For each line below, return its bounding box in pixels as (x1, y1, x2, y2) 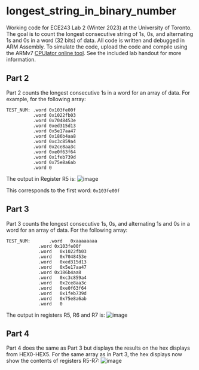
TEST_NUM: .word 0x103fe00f (6, 107, 76, 113)
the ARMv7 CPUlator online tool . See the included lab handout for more (6, 49, 182, 56)
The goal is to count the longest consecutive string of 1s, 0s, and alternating (6, 30, 193, 37)
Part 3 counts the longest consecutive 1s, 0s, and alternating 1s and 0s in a (6, 220, 190, 227)
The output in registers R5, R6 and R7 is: (6, 311, 106, 319)
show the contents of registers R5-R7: (6, 357, 100, 365)
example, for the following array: (6, 95, 86, 102)
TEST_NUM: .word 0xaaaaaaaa (6, 238, 97, 244)
